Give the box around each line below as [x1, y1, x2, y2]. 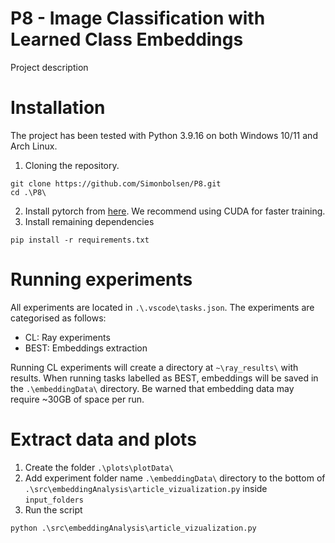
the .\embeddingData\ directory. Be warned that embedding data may [10, 382, 295, 394]
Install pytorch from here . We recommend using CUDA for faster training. [24, 205, 326, 217]
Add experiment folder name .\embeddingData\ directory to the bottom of [24, 472, 326, 484]
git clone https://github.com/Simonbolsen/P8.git [10, 178, 222, 189]
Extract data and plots [10, 428, 197, 451]
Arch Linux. [10, 140, 58, 152]
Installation [10, 97, 106, 119]
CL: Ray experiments [24, 331, 111, 343]
